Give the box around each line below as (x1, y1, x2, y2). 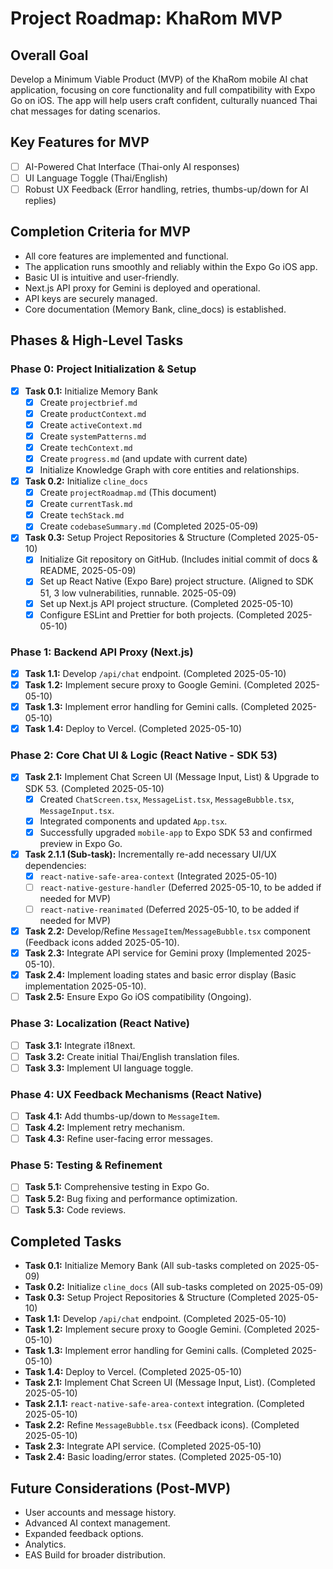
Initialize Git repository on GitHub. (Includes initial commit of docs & (39, 553, 318, 566)
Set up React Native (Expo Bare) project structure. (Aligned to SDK (39, 575, 314, 587)
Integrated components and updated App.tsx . (39, 815, 228, 827)
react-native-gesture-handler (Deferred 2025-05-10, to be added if (39, 881, 322, 893)
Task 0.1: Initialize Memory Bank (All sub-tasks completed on (24, 1260, 277, 1272)
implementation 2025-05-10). (24, 980, 147, 992)
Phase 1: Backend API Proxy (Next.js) (10, 645, 194, 659)
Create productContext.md (39, 407, 147, 419)
